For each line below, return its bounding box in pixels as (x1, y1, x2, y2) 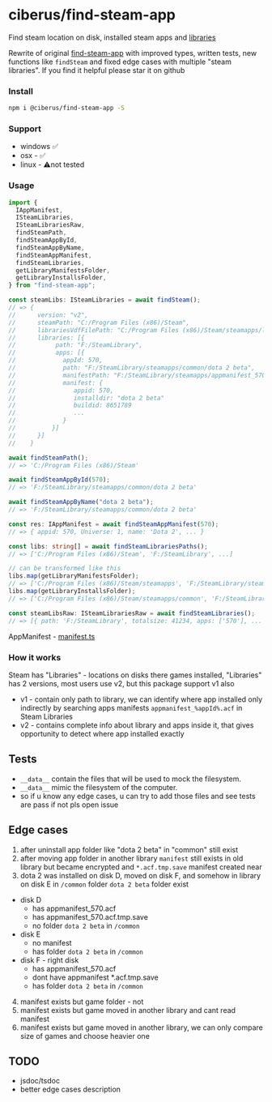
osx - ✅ (19, 151, 46, 160)
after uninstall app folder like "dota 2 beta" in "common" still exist (19, 844, 239, 854)
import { (8, 199, 38, 207)
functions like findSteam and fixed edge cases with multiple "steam (8, 57, 232, 66)
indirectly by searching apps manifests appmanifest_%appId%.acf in (19, 703, 243, 712)
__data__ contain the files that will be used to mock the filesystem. (19, 774, 241, 784)
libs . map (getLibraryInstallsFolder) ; (8, 587, 136, 596)
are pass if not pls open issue (19, 800, 119, 809)
